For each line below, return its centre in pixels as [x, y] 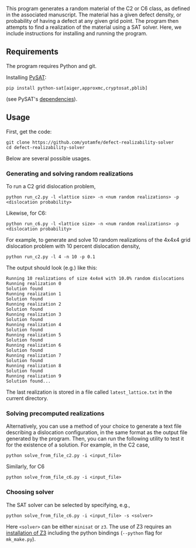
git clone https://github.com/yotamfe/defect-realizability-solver [90, 142]
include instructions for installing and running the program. [77, 33]
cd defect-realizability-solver [45, 147]
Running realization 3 [34, 314]
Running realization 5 [34, 335]
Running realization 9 [34, 376]
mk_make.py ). [21, 539]
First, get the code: [29, 131]
